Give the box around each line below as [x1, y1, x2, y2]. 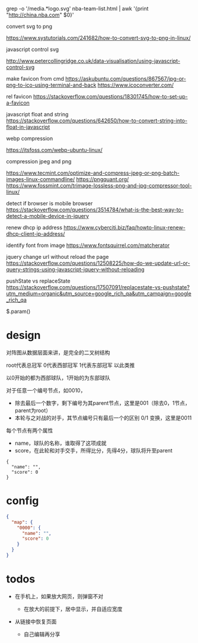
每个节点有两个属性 [6, 427, 53, 434]
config [6, 494, 39, 508]
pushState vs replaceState [6, 277, 71, 284]
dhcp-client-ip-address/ [6, 230, 65, 237]
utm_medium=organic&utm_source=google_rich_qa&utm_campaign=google [6, 290, 191, 297]
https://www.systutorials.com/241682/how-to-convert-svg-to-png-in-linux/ [6, 34, 191, 41]
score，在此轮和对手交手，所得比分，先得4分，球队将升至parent [14, 446, 173, 454]
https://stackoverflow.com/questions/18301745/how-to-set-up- [33, 93, 188, 100]
